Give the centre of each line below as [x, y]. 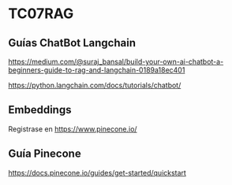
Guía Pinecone [45, 154]
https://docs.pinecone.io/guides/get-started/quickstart [97, 172]
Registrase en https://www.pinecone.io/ [73, 129]
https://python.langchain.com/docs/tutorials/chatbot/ [95, 85]
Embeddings [40, 110]
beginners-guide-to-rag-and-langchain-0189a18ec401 [97, 70]
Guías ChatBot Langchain [72, 43]
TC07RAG [41, 14]
